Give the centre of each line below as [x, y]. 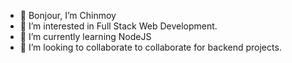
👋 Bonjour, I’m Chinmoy [68, 15]
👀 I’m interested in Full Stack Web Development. [118, 26]
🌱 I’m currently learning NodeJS [85, 36]
